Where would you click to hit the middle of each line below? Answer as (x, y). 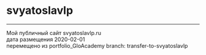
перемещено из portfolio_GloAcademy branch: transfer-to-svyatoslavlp (97, 45)
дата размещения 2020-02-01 (46, 39)
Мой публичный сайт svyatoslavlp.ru (54, 33)
